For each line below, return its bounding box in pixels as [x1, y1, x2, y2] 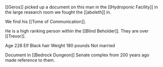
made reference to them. [5, 57, 55, 63]
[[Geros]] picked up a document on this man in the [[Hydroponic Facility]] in [5, 4, 158, 10]
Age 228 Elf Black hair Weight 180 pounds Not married [5, 43, 115, 48]
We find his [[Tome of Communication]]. [5, 19, 86, 24]
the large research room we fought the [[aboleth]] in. [5, 9, 112, 15]
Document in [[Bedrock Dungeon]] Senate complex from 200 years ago [5, 52, 149, 58]
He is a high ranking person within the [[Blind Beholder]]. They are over [5, 28, 149, 33]
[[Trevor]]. [5, 33, 26, 39]
